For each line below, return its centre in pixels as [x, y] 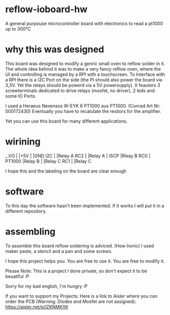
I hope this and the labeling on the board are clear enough [66, 171]
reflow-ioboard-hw [46, 9]
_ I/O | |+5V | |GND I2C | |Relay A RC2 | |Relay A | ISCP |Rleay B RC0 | [78, 156]
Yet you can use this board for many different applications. [66, 121]
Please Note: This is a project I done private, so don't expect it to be [76, 271]
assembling [30, 231]
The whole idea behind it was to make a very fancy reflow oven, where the [83, 69]
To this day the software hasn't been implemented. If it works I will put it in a [85, 206]
